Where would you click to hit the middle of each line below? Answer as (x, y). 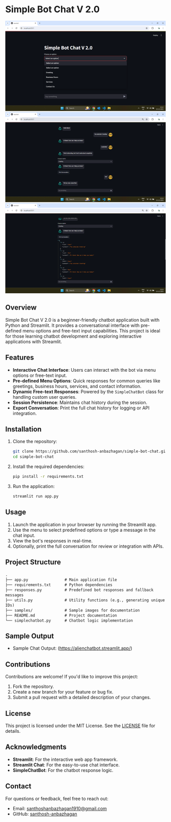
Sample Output (30, 636)
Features (20, 358)
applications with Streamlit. (34, 341)
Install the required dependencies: (49, 467)
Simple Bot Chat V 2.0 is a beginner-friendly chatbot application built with (82, 320)
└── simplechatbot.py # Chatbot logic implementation (69, 621)
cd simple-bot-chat (33, 457)
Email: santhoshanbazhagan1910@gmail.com (60, 808)
